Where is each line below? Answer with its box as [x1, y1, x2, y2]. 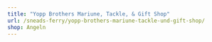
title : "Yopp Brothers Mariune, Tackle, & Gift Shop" [7, 10, 171, 18]
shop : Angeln [7, 23, 46, 31]
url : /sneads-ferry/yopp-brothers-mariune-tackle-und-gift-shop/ [7, 17, 205, 24]
